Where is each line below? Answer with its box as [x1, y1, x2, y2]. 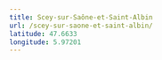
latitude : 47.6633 [9, 29, 77, 38]
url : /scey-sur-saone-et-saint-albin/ [9, 21, 153, 30]
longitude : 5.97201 [9, 37, 82, 47]
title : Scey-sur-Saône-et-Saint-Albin [9, 12, 153, 22]
